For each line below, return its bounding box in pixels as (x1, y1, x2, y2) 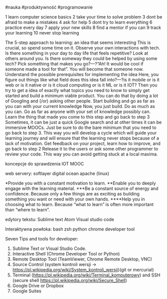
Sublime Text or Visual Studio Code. (12, 245, 87, 251)
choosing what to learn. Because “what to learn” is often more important (5, 201, 154, 207)
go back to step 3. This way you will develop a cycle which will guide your (5, 130, 157, 135)
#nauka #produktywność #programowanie (5, 4, 93, 10)
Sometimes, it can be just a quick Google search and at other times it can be (5, 119, 162, 125)
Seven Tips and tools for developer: (5, 236, 79, 241)
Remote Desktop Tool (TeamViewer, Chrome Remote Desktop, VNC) (12, 256, 152, 262)
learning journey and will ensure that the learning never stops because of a (5, 135, 160, 141)
